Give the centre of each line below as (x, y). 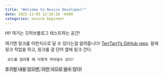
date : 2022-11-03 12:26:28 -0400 (39, 14)
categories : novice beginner (35, 19)
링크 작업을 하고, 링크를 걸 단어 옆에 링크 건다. (49, 50)
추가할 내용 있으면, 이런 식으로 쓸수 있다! (44, 69)
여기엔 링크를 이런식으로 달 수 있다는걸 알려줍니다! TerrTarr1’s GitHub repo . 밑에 (82, 43)
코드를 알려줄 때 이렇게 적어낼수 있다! (41, 60)
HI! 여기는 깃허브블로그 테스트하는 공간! (43, 33)
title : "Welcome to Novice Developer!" (46, 10)
